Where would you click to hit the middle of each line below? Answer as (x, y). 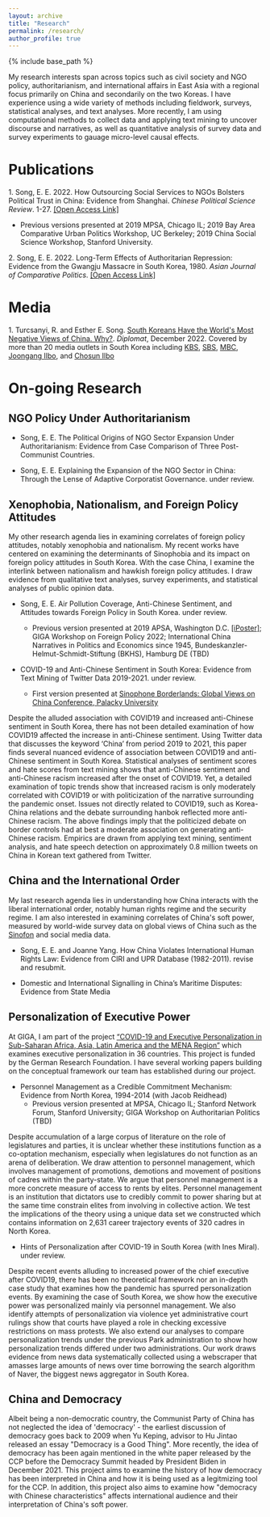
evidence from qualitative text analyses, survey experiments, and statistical (133, 579)
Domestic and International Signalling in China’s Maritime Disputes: (131, 983)
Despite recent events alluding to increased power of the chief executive (129, 1270)
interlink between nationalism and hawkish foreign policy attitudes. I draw (130, 571)
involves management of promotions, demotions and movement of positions (135, 1171)
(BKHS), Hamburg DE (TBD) (163, 653)
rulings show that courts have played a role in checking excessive (118, 1322)
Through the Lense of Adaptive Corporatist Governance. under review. (137, 479)
